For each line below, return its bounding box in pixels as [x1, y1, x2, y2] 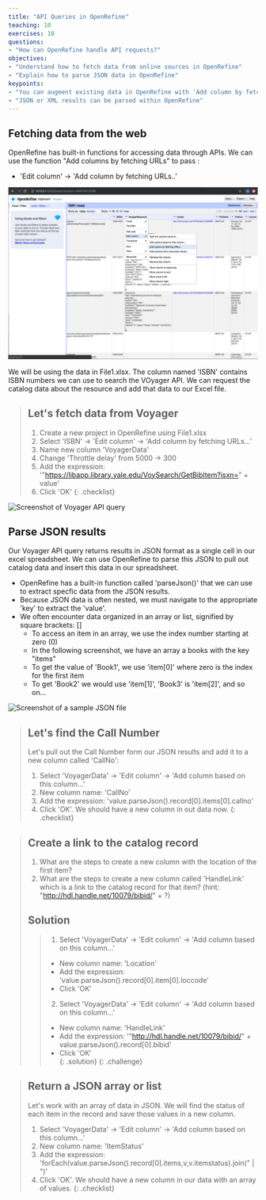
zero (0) [31, 637, 58, 647]
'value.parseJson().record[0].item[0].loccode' [59, 975, 210, 984]
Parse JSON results [8, 525, 107, 538]
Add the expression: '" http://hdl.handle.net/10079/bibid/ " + [59, 1031, 252, 1041]
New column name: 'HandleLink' [59, 1022, 165, 1032]
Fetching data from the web [8, 127, 147, 140]
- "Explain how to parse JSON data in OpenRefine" [8, 71, 179, 79]
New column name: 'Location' [59, 958, 157, 968]
